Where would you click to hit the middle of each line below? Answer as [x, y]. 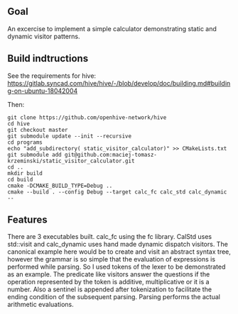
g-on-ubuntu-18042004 [43, 91]
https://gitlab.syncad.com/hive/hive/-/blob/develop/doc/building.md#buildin [119, 83]
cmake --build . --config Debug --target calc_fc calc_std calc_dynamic [117, 192]
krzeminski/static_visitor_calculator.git [71, 161]
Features [27, 220]
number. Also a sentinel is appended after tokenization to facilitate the [109, 289]
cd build [20, 179]
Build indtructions [48, 58]
